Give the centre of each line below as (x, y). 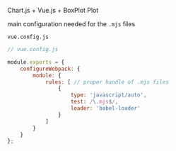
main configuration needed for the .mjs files (71, 24)
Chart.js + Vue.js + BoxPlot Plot (53, 10)
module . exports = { (36, 62)
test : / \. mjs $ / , (94, 102)
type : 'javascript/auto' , (108, 95)
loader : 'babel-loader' (105, 108)
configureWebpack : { (50, 69)
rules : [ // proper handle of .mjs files (107, 82)
